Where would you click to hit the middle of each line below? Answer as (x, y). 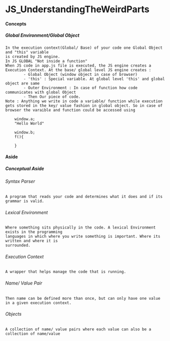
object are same (22, 83)
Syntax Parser (20, 181)
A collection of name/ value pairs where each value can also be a (78, 329)
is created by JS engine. (33, 56)
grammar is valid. (25, 201)
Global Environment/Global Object (42, 35)
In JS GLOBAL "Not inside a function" (46, 61)
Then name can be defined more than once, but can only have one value (83, 298)
